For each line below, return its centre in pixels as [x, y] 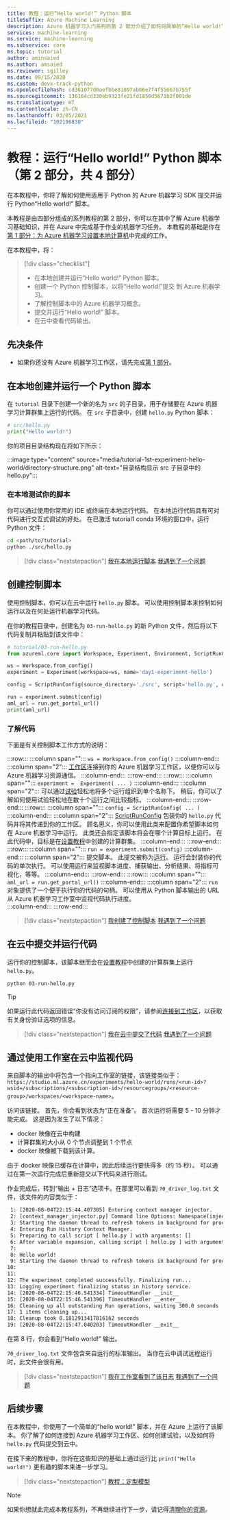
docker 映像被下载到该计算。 [58, 1151]
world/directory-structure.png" [51, 468]
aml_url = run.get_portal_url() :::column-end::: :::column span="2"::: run [113, 882]
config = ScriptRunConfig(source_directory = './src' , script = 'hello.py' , [113, 685]
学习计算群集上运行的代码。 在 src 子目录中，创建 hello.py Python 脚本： [111, 413]
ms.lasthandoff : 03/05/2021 [47, 115]
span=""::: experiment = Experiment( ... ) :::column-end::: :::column [107, 783]
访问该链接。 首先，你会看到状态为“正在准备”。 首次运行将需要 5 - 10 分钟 [111, 1111]
